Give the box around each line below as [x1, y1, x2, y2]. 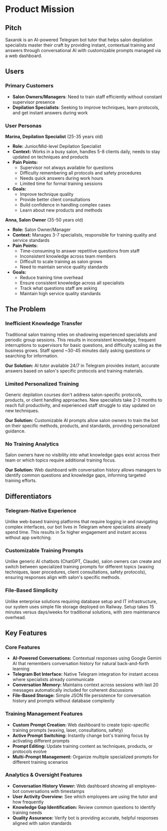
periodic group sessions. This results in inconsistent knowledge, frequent [5, 337, 156, 343]
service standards [12, 237, 50, 243]
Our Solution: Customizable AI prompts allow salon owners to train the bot [5, 417, 159, 423]
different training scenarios [12, 759, 68, 765]
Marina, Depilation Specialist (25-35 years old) [5, 133, 103, 139]
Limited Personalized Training [5, 380, 79, 387]
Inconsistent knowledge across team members [19, 253, 116, 259]
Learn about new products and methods [19, 207, 103, 213]
